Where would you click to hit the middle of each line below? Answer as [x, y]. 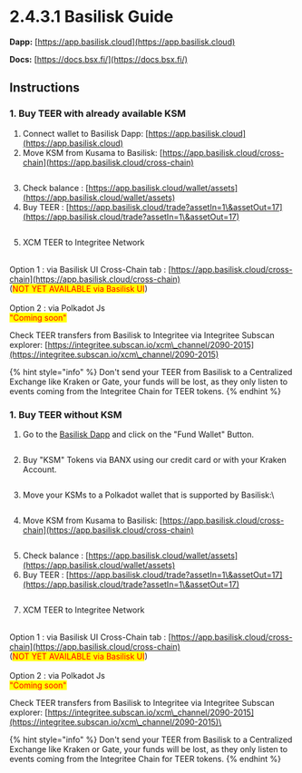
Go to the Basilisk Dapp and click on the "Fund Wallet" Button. [138, 434]
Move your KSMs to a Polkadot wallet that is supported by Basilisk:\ [148, 495]
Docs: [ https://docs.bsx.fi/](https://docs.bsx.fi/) [99, 59]
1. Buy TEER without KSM [66, 414]
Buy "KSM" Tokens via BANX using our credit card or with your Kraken [155, 459]
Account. [39, 469]
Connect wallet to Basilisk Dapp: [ [85, 133]
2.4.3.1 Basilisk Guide [92, 17]
